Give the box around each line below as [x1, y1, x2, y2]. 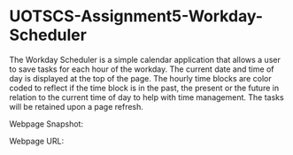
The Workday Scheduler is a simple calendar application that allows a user [9, 54, 281, 65]
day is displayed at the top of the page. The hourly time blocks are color [9, 73, 272, 83]
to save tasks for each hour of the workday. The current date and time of [9, 64, 274, 74]
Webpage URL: [9, 136, 65, 146]
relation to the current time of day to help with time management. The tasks [9, 91, 285, 103]
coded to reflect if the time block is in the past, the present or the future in [9, 82, 280, 93]
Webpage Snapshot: [9, 118, 84, 129]
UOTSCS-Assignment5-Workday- [9, 6, 264, 27]
